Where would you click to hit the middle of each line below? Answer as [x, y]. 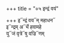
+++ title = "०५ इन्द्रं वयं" [32, 9]
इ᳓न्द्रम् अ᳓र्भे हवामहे [24, 27]
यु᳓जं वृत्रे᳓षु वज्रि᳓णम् [25, 34]
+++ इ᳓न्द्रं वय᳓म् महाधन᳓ [31, 20]
